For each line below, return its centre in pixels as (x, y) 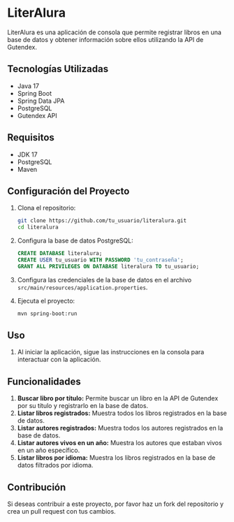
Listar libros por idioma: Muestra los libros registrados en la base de (116, 458)
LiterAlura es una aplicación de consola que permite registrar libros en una (115, 32)
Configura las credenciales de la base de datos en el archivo (104, 280)
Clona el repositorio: (46, 208)
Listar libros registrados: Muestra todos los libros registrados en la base (122, 413)
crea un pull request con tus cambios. (62, 512)
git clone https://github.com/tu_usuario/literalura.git (102, 221)
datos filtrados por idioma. (55, 465)
